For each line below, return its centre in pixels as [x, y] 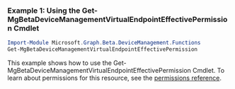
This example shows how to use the [59, 63]
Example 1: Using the [44, 11]
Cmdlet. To [208, 71]
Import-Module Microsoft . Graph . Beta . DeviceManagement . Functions [104, 43]
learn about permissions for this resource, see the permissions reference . [114, 78]
